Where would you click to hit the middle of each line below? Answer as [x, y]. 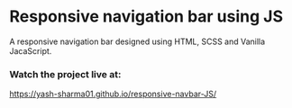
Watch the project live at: [65, 74]
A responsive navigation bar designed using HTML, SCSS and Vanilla [137, 41]
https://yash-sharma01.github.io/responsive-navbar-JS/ [113, 94]
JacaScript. [31, 50]
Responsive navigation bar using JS [146, 17]
